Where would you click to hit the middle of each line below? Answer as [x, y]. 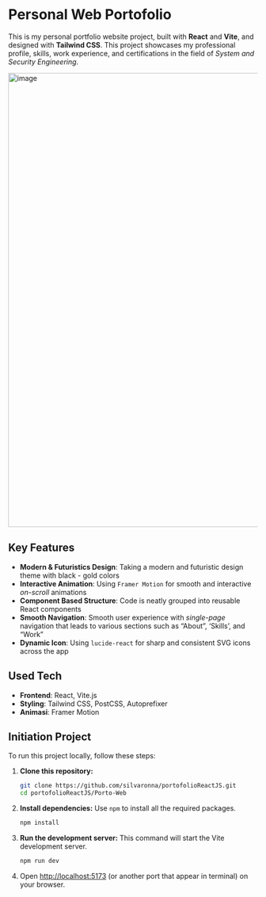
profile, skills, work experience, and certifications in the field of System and [131, 53]
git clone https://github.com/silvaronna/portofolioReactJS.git [128, 786]
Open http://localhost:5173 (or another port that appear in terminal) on [134, 876]
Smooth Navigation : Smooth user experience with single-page [122, 617]
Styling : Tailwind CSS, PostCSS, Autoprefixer [93, 704]
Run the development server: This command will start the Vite [122, 838]
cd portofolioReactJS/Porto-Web [73, 793]
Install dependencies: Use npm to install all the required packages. [127, 808]
